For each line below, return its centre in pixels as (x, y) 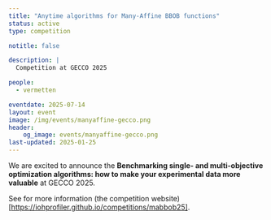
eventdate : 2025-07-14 (47, 105)
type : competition (39, 31)
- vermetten (36, 90)
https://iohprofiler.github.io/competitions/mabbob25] (100, 207)
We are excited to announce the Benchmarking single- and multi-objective (136, 166)
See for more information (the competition (79, 198)
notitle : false (34, 45)
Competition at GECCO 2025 (61, 68)
